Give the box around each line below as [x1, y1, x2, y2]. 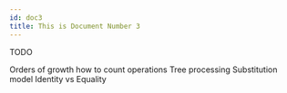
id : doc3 [9, 13, 43, 23]
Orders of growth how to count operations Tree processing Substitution [9, 64, 278, 75]
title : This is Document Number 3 [9, 22, 141, 31]
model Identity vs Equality [9, 73, 107, 84]
